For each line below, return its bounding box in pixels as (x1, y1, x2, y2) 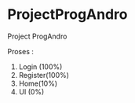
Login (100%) (18, 61, 63, 72)
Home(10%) (18, 79, 58, 88)
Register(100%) (18, 70, 70, 79)
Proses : (7, 46, 35, 56)
